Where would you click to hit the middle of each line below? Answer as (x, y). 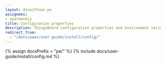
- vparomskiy (19, 19)
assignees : (16, 14)
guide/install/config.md (29, 56)
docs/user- (108, 51)
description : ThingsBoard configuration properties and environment (77, 28)
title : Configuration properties (40, 23)
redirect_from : (21, 32)
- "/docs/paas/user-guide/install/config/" (55, 37)
